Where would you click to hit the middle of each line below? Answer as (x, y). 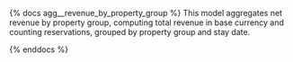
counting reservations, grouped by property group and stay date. (130, 32)
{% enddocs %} (39, 49)
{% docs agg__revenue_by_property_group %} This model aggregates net (146, 13)
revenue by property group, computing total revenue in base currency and (147, 22)
